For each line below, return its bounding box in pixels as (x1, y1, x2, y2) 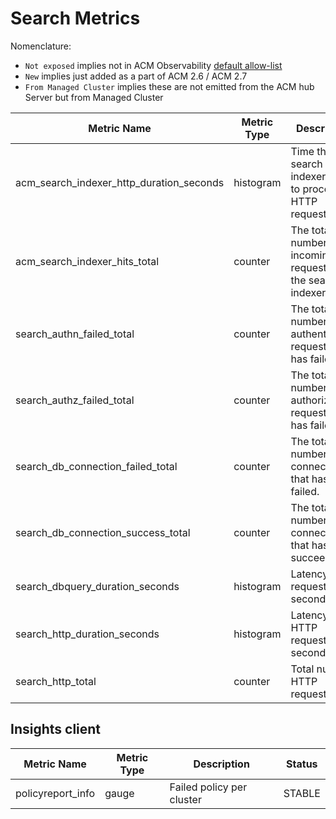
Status (286, 757, 318, 771)
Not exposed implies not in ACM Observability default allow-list (24, 59, 283, 71)
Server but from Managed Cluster (24, 91, 164, 103)
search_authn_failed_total (15, 327, 135, 341)
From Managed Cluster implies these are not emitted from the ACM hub (24, 80, 315, 92)
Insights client (10, 721, 102, 738)
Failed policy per (169, 780, 248, 794)
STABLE (283, 786, 321, 800)
